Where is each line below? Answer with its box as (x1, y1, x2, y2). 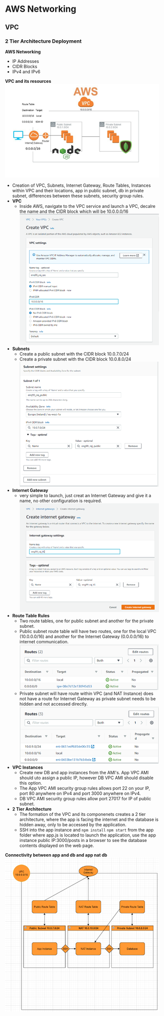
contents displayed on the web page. (19, 842, 94, 848)
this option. (19, 780, 42, 786)
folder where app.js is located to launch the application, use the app (19, 832, 156, 838)
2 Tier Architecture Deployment (5, 38, 82, 45)
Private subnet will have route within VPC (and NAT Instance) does (19, 690, 154, 697)
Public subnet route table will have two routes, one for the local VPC (19, 628, 157, 634)
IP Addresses (12, 58, 39, 64)
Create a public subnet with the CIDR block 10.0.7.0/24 (19, 351, 129, 357)
